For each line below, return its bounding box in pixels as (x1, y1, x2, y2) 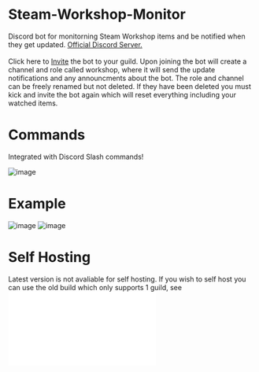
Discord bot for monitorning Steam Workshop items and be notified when (8, 31, 246, 41)
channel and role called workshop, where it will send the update (8, 64, 216, 74)
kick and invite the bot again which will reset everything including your (8, 90, 236, 99)
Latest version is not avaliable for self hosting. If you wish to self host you (8, 274, 246, 284)
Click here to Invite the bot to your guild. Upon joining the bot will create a (8, 57, 247, 66)
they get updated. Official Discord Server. (8, 39, 143, 49)
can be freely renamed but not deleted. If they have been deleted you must (8, 81, 252, 91)
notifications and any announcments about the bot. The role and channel (8, 73, 244, 83)
